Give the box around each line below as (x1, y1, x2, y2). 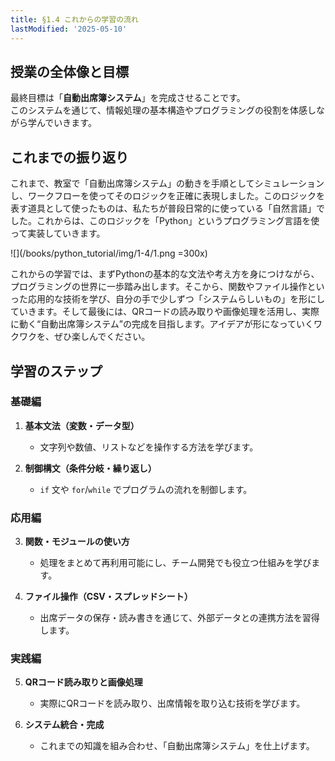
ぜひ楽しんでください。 (53, 331, 151, 343)
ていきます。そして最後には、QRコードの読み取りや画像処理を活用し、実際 (10, 306, 320, 318)
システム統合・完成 (24, 719, 105, 731)
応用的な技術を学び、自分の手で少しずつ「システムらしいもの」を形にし (27, 293, 326, 305)
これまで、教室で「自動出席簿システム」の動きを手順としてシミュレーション (10, 177, 325, 190)
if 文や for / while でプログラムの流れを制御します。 (39, 483, 253, 495)
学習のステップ (10, 362, 103, 380)
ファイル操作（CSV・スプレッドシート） (24, 591, 193, 603)
